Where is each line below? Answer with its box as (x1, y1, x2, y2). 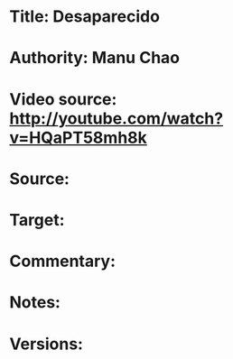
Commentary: (9, 251, 116, 272)
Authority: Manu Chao (9, 48, 181, 69)
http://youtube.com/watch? (9, 108, 224, 128)
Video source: (9, 88, 117, 109)
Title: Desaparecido (9, 6, 161, 27)
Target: (9, 209, 65, 230)
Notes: (9, 292, 61, 313)
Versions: (9, 334, 84, 354)
